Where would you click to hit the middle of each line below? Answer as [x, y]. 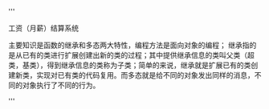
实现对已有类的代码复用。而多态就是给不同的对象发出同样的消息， [145, 75]
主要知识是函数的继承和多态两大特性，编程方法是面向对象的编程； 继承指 [129, 45]
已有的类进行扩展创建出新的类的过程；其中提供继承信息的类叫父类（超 [138, 55]
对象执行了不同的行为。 [61, 85]
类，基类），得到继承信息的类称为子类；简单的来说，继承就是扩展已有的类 [130, 65]
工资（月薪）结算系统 [43, 28]
